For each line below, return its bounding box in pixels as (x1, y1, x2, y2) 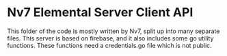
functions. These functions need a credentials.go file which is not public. (7, 41, 212, 49)
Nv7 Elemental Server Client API (7, 5, 193, 20)
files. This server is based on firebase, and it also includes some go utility (7, 34, 214, 42)
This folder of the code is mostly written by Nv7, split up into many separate (7, 27, 220, 35)
